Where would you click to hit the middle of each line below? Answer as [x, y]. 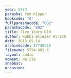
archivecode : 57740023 [28, 46]
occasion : [15, 68]
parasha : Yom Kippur [26, 14]
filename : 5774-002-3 [27, 50]
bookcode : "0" [19, 18]
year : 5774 [16, 9]
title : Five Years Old [28, 32]
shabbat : [14, 63]
